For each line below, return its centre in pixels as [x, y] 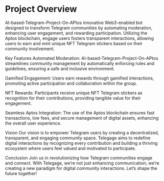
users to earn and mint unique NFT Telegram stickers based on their [74, 43]
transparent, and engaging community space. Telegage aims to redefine [78, 138]
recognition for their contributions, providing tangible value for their [73, 98]
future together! [21, 173]
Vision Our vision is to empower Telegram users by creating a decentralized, [82, 132]
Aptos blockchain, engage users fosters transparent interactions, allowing [80, 38]
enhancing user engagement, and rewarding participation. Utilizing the [76, 33]
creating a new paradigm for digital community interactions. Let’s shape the [81, 168]
